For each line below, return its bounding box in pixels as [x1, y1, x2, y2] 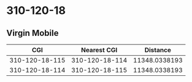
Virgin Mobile [6, 28, 59, 38]
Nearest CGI [80, 46, 118, 54]
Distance [144, 46, 172, 54]
